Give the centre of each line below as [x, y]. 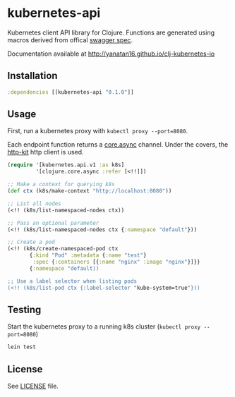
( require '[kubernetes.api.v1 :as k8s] [66, 165]
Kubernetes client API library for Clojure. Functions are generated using [111, 32]
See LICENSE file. [33, 386]
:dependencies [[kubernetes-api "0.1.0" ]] [71, 92]
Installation [32, 76]
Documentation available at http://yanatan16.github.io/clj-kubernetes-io [111, 54]
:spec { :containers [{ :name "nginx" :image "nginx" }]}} [116, 262]
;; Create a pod [31, 242]
